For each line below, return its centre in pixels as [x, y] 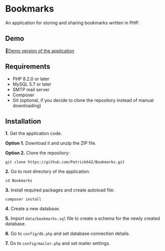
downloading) [27, 105]
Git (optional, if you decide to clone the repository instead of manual [83, 100]
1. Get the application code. [34, 134]
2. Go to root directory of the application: [48, 171]
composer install [23, 200]
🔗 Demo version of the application [40, 50]
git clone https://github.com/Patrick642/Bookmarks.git [65, 162]
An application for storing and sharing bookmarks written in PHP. [72, 23]
